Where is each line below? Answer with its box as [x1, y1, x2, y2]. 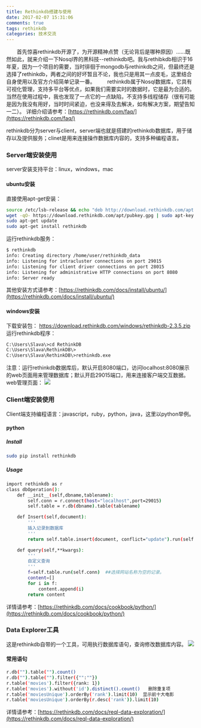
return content [28, 592, 66, 598]
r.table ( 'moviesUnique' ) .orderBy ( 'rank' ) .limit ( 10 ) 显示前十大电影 [6, 692, 175, 697]
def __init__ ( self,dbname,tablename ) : [17, 492, 114, 498]
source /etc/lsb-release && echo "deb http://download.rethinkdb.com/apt [6, 207, 194, 213]
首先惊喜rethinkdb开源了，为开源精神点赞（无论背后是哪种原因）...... [16, 48, 185, 56]
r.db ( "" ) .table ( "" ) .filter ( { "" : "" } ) [6, 674, 98, 681]
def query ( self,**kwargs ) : [17, 547, 84, 553]
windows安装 [6, 307, 40, 315]
